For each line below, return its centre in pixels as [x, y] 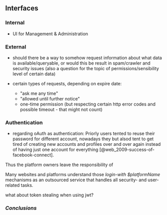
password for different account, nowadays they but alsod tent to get [83, 139]
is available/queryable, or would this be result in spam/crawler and [81, 63]
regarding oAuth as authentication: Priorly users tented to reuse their [83, 134]
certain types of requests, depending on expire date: [67, 83]
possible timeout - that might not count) [61, 109]
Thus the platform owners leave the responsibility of [59, 165]
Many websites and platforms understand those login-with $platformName [83, 175]
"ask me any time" [39, 93]
